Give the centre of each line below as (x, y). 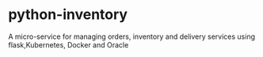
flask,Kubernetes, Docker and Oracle (69, 44)
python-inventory (68, 15)
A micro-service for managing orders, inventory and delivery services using (132, 36)
